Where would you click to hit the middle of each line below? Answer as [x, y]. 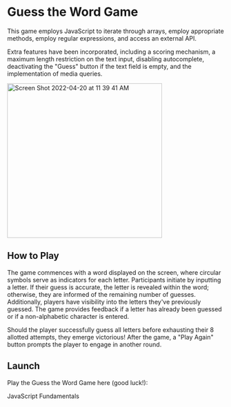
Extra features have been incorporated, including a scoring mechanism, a [111, 52]
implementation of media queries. [55, 74]
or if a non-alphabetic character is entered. [68, 316]
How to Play [33, 256]
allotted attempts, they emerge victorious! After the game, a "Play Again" [110, 337]
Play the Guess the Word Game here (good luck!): [78, 382]
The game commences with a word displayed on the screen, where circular [114, 272]
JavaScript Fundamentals [43, 396]
